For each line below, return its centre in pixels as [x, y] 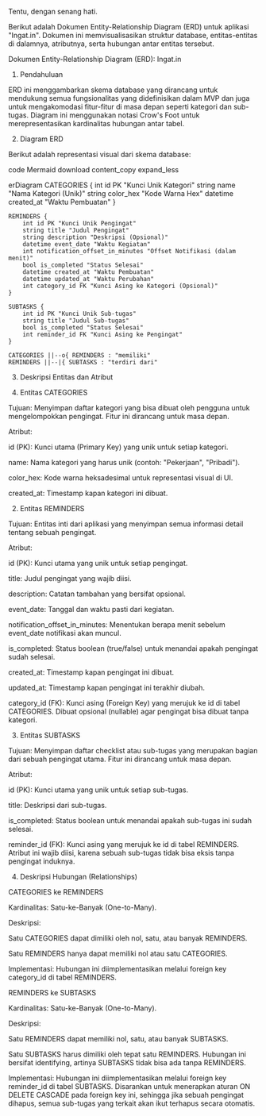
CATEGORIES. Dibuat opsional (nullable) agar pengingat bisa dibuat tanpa [129, 711]
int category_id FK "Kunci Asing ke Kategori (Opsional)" [120, 286]
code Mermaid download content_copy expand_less [94, 169]
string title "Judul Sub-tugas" [76, 321]
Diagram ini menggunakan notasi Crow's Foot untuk [115, 115]
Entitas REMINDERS [52, 508]
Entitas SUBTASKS [50, 735]
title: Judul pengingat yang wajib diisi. [70, 578]
